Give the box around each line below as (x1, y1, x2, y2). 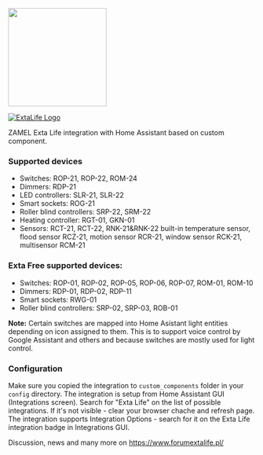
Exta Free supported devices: (8, 260, 123, 271)
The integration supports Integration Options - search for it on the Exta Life (8, 414, 250, 424)
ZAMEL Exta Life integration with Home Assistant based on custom (8, 128, 225, 137)
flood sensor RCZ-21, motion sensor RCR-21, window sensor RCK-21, (19, 232, 243, 242)
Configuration (8, 363, 63, 374)
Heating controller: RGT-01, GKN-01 (19, 215, 135, 225)
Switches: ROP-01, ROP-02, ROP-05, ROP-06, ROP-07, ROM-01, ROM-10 (19, 278, 254, 288)
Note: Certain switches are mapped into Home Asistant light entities (8, 318, 228, 328)
